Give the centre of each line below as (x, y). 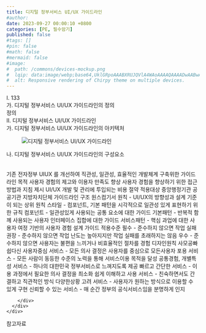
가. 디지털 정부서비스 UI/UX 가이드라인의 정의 (60, 105)
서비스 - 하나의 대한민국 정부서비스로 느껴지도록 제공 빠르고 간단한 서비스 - (102, 266)
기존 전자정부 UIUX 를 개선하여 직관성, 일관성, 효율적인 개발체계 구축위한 (93, 174)
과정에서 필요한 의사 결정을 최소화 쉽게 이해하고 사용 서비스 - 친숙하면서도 (101, 274)
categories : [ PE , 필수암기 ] (40, 29)
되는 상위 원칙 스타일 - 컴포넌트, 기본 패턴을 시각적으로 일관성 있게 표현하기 (102, 205)
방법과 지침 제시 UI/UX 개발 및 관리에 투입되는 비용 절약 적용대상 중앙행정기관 (99, 189)
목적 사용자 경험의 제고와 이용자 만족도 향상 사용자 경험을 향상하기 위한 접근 (108, 182)
